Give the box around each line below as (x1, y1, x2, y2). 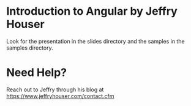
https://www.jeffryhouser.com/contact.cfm (6, 92, 114, 99)
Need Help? (6, 66, 67, 80)
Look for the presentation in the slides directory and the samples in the (6, 37, 185, 45)
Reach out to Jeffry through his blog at (6, 86, 104, 93)
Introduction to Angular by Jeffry (6, 4, 178, 18)
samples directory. (6, 44, 53, 51)
